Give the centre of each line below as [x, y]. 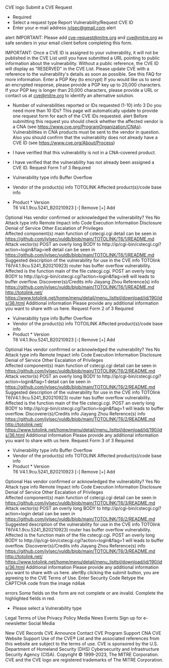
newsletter [16, 623]
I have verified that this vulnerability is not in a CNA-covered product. [84, 153]
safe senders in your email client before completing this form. [69, 43]
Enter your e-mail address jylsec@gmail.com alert [64, 28]
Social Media [41, 623]
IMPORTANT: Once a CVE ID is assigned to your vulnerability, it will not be [82, 53]
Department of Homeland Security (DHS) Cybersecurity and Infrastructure [82, 649]
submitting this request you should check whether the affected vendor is [88, 121]
